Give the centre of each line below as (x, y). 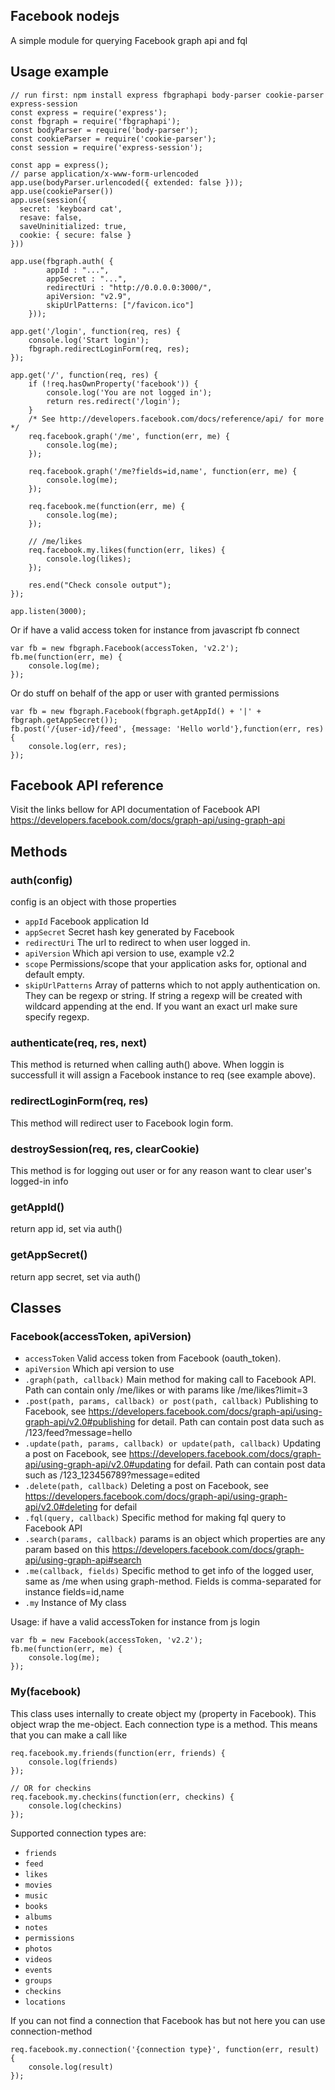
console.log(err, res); (78, 746)
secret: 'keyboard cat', (71, 209)
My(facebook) (46, 1692)
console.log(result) (71, 2067)
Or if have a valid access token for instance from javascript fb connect (155, 630)
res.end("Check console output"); (100, 585)
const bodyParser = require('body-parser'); (104, 130)
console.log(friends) (73, 1762)
